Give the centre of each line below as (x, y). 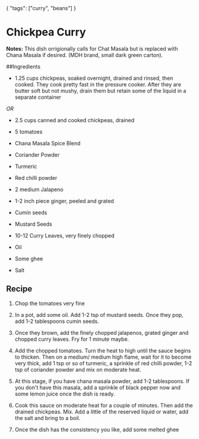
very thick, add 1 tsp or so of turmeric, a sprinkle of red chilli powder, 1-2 (103, 363)
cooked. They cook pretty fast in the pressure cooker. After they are (98, 84)
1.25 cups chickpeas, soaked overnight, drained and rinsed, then (94, 78)
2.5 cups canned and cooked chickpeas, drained (75, 120)
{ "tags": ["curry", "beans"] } (41, 8)
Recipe (19, 289)
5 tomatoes (29, 132)
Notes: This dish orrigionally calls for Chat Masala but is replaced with (92, 48)
